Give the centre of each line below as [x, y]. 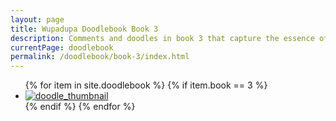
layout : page [37, 19]
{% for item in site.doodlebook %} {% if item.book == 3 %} [146, 85]
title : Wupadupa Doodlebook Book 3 [84, 29]
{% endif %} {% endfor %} [80, 107]
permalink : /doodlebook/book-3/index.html [100, 57]
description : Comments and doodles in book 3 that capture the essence [162, 38]
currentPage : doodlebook [62, 47]
